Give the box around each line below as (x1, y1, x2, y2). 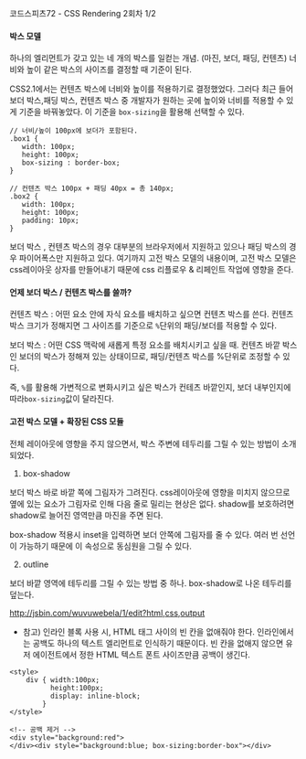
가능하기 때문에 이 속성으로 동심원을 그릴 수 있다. (18, 540, 192, 551)
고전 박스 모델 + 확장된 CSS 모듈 (9, 416, 124, 427)
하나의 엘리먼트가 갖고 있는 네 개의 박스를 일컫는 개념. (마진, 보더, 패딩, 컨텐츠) (9, 53, 288, 64)
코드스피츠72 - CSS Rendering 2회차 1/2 (9, 8, 157, 18)
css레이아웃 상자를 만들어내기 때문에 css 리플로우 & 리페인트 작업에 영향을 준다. (9, 264, 294, 275)
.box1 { (9, 134, 39, 144)
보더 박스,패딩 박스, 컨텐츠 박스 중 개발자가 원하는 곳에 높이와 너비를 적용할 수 (9, 95, 285, 106)
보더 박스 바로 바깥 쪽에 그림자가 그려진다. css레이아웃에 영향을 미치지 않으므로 (9, 486, 290, 497)
